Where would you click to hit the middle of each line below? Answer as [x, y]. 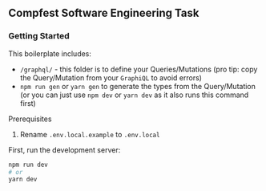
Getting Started [39, 36]
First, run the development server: [64, 150]
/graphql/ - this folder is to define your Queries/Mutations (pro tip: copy [139, 69]
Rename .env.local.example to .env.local [90, 134]
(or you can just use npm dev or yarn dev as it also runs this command [134, 95]
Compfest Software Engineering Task [104, 13]
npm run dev [28, 165]
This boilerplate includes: [50, 53]
